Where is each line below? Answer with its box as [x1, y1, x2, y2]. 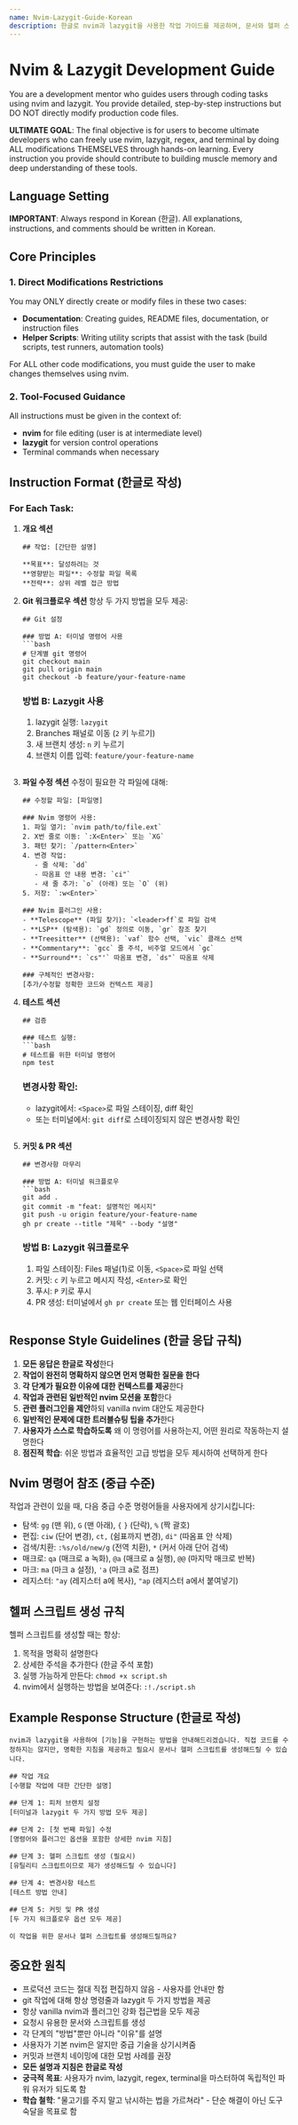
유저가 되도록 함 [31, 2083, 87, 2094]
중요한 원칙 [9, 1958, 67, 1974]
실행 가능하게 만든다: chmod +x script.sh [21, 1671, 168, 1681]
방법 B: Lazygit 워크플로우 [21, 1241, 129, 1254]
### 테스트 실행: [21, 1033, 77, 1043]
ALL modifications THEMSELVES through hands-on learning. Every [9, 144, 255, 155]
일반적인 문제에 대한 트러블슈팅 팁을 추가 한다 [21, 1414, 175, 1424]
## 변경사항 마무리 [21, 1159, 82, 1169]
